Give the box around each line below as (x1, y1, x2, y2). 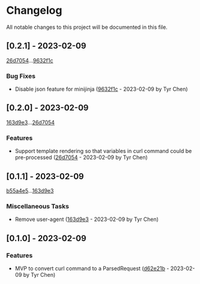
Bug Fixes (6, 71, 36, 80)
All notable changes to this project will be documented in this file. (6, 23, 168, 31)
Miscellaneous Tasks (6, 202, 69, 210)
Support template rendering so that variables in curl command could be (14, 148, 192, 155)
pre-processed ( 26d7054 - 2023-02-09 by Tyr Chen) (14, 154, 148, 161)
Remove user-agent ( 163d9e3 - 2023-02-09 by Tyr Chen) (14, 216, 159, 223)
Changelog (6, 4, 62, 17)
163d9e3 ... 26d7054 (6, 118, 55, 126)
